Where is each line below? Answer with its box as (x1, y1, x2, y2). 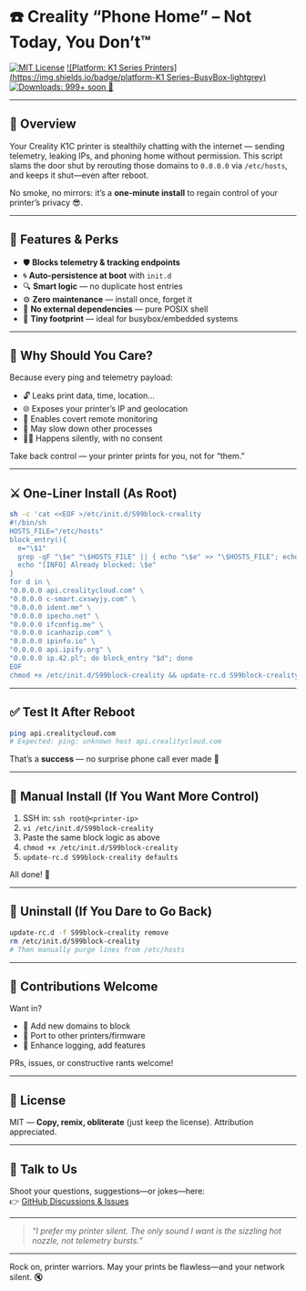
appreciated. (9, 1126, 57, 1138)
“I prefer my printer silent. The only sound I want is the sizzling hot (31, 1225, 282, 1236)
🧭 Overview (9, 117, 76, 132)
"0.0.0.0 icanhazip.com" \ (9, 629, 112, 638)
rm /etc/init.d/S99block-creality (9, 937, 141, 946)
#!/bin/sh (9, 518, 47, 528)
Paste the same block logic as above (22, 832, 161, 843)
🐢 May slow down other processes (22, 424, 153, 435)
